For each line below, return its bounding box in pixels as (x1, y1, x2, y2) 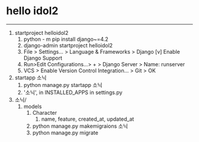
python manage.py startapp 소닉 (23, 81, 102, 88)
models (23, 102, 42, 110)
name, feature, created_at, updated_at (41, 115, 134, 122)
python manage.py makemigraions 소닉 (32, 122, 129, 130)
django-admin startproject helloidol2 (23, 41, 113, 49)
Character (32, 109, 57, 116)
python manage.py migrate (32, 129, 99, 136)
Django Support (23, 54, 63, 62)
